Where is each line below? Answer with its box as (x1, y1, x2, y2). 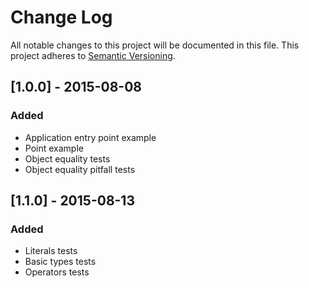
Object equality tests (24, 152, 111, 165)
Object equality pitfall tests (24, 163, 136, 175)
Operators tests (24, 266, 90, 278)
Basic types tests (24, 256, 97, 268)
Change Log (10, 6, 113, 29)
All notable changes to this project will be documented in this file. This (10, 39, 300, 51)
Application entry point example (24, 131, 157, 143)
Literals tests (24, 245, 78, 257)
